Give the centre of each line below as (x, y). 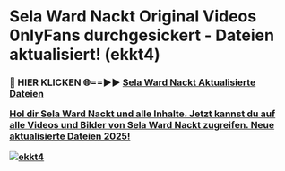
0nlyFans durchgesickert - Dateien (142, 35)
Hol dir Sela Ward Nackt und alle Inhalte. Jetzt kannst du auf (142, 114)
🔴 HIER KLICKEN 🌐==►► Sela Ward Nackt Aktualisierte (133, 82)
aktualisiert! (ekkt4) (85, 55)
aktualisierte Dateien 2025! (70, 136)
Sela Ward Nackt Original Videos (133, 17)
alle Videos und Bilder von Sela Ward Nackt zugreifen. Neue (142, 125)
